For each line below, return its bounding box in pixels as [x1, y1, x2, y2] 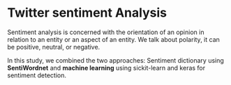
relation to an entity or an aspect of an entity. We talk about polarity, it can [7, 35, 220, 43]
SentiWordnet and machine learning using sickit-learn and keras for [7, 63, 206, 72]
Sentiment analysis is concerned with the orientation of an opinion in [7, 28, 204, 36]
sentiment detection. [7, 71, 67, 79]
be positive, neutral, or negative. [7, 42, 100, 51]
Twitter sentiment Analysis [7, 5, 167, 21]
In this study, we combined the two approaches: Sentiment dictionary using [7, 56, 225, 64]
